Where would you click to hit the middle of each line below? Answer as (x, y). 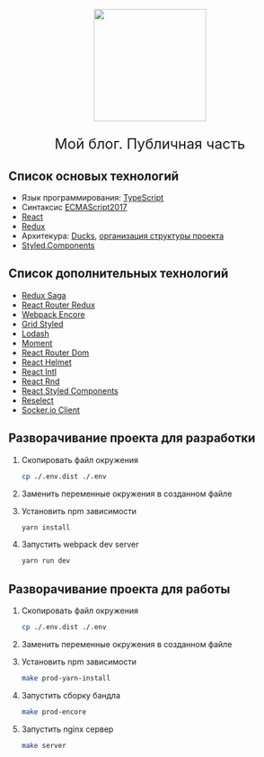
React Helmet (47, 362)
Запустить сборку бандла (71, 695)
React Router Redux (58, 305)
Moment (37, 343)
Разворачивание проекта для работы (119, 589)
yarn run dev (46, 561)
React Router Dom (55, 352)
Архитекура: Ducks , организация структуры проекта (123, 236)
